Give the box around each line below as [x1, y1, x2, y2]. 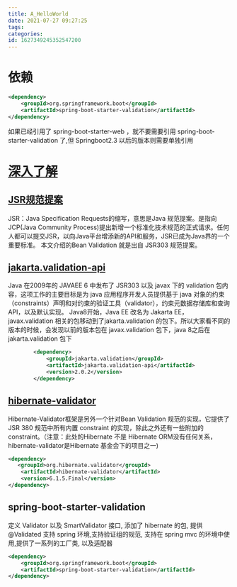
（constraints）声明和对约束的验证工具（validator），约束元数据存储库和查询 [8, 299, 231, 307]
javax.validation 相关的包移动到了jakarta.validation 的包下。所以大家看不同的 [8, 317, 231, 325]
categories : [8, 30, 43, 38]
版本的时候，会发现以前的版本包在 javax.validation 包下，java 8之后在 [8, 326, 211, 334]
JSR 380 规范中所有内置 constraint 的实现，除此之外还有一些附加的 [8, 423, 204, 432]
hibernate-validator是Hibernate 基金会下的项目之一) [8, 441, 158, 449]
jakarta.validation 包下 [8, 334, 73, 343]
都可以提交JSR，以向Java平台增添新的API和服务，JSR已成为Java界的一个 [13, 231, 230, 240]
